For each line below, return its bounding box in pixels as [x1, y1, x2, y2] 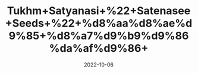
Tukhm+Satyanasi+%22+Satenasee [7, 4, 191, 18]
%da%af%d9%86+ [49, 42, 149, 55]
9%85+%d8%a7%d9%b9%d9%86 [8, 29, 189, 42]
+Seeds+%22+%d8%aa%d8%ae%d [5, 16, 193, 30]
